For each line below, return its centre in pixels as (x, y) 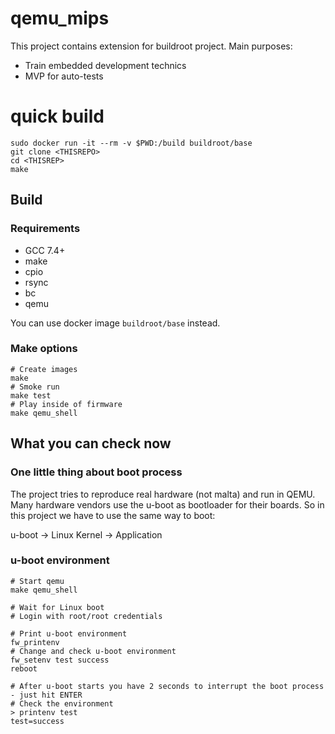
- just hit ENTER (46, 695)
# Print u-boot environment (69, 633)
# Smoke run (35, 387)
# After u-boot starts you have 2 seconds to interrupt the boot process (167, 686)
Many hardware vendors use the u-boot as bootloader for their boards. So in (167, 504)
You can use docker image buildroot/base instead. (115, 323)
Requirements (45, 229)
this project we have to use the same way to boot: (113, 515)
